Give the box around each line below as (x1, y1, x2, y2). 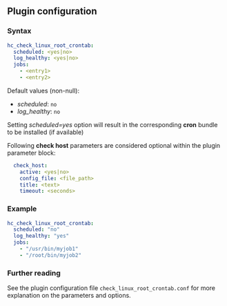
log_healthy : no (17, 107, 61, 115)
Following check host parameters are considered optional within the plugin (7, 141, 221, 149)
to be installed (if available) (7, 128, 84, 136)
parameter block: (7, 149, 57, 157)
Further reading (7, 268, 61, 278)
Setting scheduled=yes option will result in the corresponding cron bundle (7, 120, 219, 128)
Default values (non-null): (7, 86, 80, 95)
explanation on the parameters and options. (7, 291, 131, 300)
